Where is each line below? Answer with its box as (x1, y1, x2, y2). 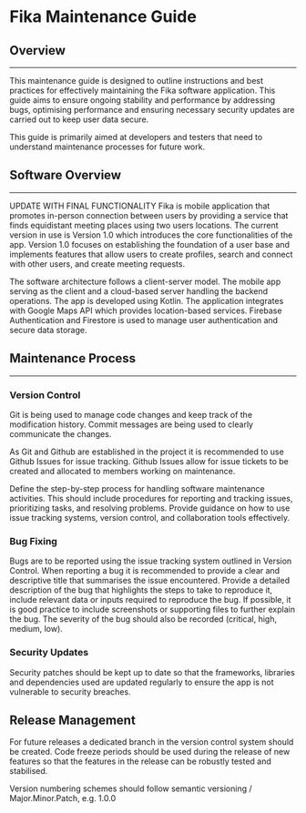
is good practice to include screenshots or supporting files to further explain (9, 604, 296, 615)
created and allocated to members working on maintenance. (9, 465, 236, 476)
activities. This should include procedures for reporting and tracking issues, (9, 493, 293, 503)
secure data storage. (9, 324, 87, 335)
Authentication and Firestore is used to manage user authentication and (9, 314, 279, 325)
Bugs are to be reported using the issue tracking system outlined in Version (9, 555, 292, 566)
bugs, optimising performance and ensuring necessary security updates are (9, 105, 295, 115)
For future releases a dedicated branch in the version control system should (9, 737, 294, 747)
